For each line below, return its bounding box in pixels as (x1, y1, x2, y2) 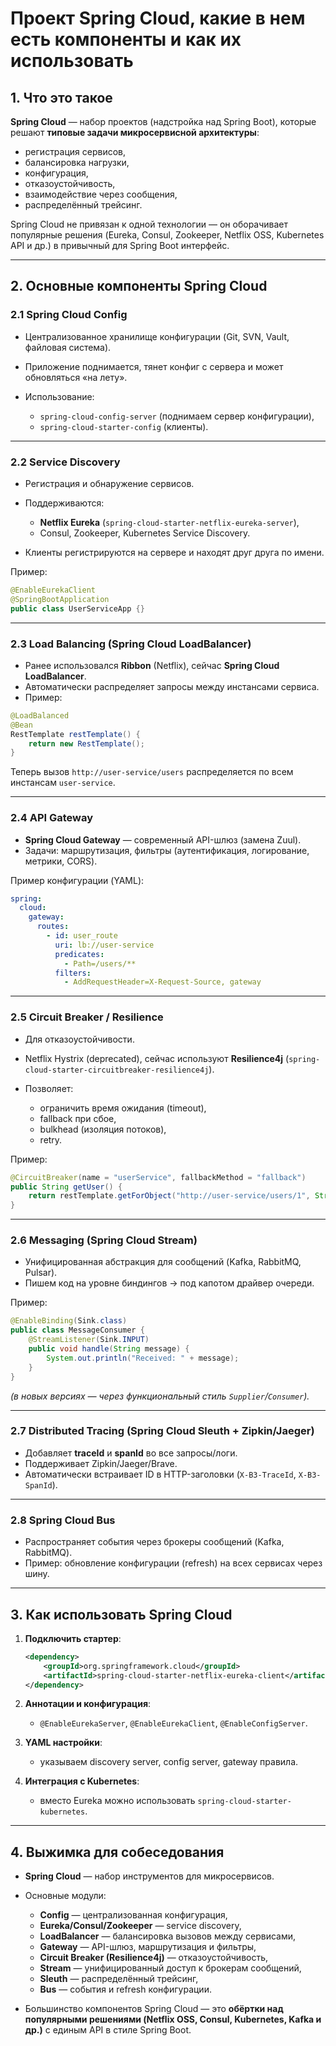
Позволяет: (24, 1082, 74, 1094)
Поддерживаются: (24, 497, 105, 509)
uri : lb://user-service (54, 940, 155, 950)
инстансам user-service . (10, 777, 116, 789)
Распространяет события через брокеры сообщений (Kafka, (24, 1536, 285, 1548)
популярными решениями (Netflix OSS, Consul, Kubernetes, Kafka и (24, 2013, 322, 2026)
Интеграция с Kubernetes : (24, 1775, 140, 1787)
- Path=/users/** (63, 958, 137, 969)
